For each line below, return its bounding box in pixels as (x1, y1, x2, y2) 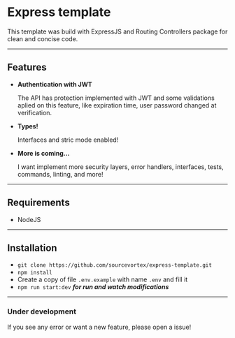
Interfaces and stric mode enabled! (17, 135, 119, 144)
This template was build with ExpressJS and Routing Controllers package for (7, 27, 228, 36)
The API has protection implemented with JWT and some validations (17, 94, 215, 102)
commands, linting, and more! (17, 170, 104, 178)
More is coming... (17, 149, 70, 157)
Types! (17, 122, 38, 130)
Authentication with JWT (17, 80, 92, 88)
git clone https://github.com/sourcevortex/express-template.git (17, 262, 212, 269)
